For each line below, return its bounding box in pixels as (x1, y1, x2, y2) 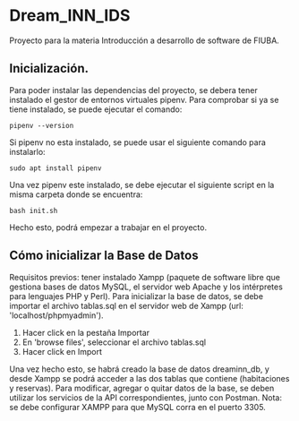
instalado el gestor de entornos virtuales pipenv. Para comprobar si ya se (9, 94, 279, 105)
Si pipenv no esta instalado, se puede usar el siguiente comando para (9, 136, 267, 148)
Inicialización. (9, 61, 90, 76)
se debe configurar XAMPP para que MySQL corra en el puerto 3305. (9, 401, 266, 412)
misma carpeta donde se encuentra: (9, 189, 143, 200)
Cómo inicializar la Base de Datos (9, 248, 199, 263)
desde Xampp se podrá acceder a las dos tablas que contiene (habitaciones (9, 373, 290, 383)
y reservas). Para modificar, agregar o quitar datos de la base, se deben (9, 382, 275, 393)
